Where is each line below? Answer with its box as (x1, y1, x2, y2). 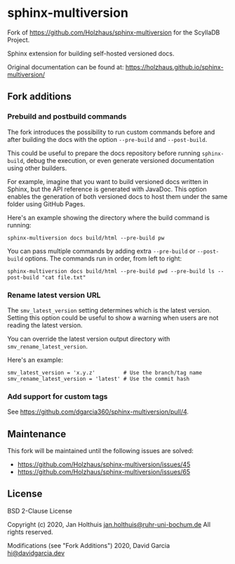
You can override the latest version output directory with (7, 334, 170, 343)
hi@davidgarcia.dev (7, 549, 65, 557)
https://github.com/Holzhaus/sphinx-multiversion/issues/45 (17, 460, 191, 468)
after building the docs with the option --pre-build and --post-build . (7, 135, 208, 143)
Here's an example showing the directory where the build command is (7, 213, 210, 222)
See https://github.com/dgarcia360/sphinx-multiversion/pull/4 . (7, 407, 189, 416)
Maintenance (7, 428, 67, 440)
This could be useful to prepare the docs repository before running (7, 149, 201, 157)
